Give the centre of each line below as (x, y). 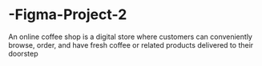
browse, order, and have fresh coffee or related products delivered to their (131, 45)
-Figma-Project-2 (68, 15)
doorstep (23, 53)
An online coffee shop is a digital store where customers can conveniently (130, 37)
